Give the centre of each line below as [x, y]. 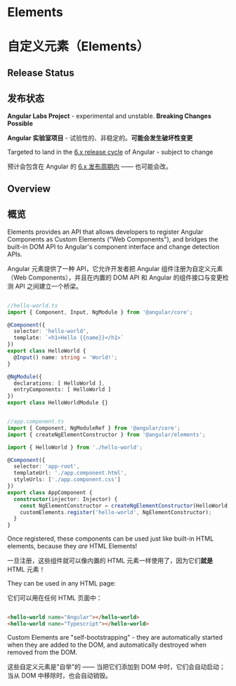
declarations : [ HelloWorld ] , [59, 383]
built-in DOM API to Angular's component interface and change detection [113, 246]
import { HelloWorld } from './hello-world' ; [75, 447]
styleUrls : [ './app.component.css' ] [67, 480]
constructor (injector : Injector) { [66, 499]
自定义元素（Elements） [78, 47]
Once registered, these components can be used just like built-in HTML [111, 539]
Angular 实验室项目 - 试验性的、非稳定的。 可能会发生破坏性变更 [100, 138]
